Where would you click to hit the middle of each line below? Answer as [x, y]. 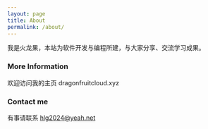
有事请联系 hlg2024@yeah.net [51, 118]
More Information [38, 66]
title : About [26, 20]
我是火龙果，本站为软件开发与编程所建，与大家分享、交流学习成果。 [106, 48]
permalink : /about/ [36, 27]
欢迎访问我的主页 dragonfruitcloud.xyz [63, 82]
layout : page [26, 14]
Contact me [28, 102]
